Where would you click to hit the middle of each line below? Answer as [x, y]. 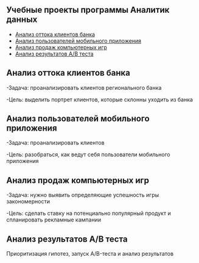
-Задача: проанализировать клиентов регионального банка [84, 87]
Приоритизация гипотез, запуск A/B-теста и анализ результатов [90, 254]
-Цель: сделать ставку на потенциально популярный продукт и [89, 214]
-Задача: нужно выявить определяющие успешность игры [83, 195]
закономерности [28, 201]
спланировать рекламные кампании [54, 220]
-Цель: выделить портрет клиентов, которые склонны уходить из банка [100, 99]
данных [22, 20]
